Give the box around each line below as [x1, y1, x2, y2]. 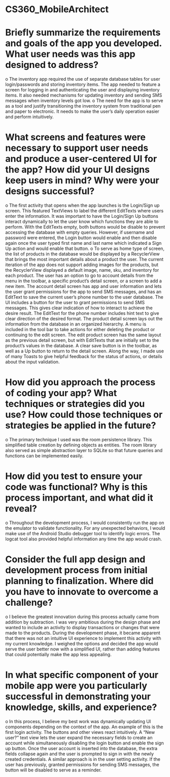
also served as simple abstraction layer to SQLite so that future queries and [5, 447, 163, 453]
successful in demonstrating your [5, 691, 151, 702]
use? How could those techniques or [5, 409, 163, 420]
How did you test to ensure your [5, 471, 143, 482]
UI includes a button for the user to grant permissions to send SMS [5, 300, 145, 306]
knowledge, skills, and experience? [5, 702, 157, 713]
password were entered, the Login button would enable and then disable [5, 235, 157, 241]
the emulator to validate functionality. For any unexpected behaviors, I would [5, 525, 165, 531]
